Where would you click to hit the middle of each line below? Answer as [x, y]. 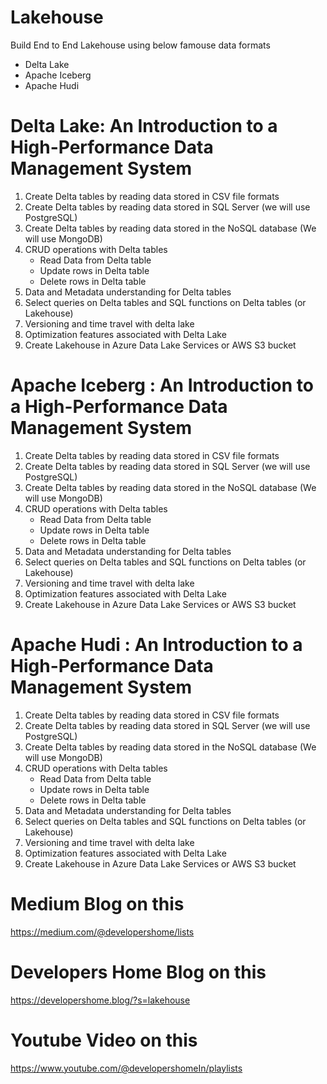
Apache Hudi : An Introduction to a [156, 645]
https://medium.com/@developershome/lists [102, 932]
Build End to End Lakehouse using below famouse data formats [140, 45]
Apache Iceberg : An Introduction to [162, 385]
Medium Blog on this [97, 903]
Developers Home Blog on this [138, 972]
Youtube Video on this [104, 1040]
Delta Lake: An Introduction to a [144, 126]
